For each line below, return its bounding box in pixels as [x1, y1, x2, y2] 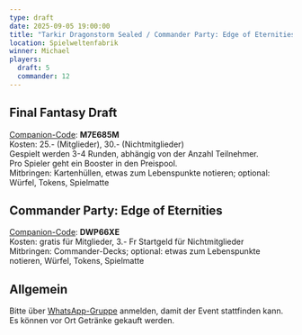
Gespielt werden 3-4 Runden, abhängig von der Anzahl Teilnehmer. [9, 148, 259, 158]
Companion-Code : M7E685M [9, 129, 120, 140]
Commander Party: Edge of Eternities [9, 203, 223, 218]
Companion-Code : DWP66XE [9, 227, 120, 238]
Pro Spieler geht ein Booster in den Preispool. [9, 158, 178, 168]
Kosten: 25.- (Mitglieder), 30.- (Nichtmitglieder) [9, 139, 184, 149]
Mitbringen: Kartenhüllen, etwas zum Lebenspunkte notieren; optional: [9, 167, 271, 178]
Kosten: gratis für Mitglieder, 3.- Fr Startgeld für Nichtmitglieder [9, 236, 244, 248]
